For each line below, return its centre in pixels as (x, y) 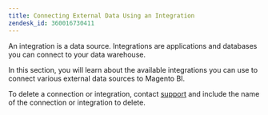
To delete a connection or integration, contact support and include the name (134, 93)
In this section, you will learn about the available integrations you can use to (133, 69)
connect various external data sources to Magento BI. (97, 78)
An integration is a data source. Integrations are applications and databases (133, 46)
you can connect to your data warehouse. (77, 54)
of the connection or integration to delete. (77, 102)
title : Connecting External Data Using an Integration (102, 16)
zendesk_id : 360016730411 (51, 23)
